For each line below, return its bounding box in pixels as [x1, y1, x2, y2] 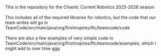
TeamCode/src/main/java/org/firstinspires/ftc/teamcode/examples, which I [5, 40, 156, 46]
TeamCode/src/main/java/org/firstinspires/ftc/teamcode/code [5, 25, 130, 31]
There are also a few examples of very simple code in [5, 35, 113, 41]
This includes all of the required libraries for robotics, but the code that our [5, 15, 156, 20]
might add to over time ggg [5, 46, 60, 51]
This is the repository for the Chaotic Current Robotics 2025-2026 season [5, 4, 155, 10]
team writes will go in [5, 19, 48, 25]
